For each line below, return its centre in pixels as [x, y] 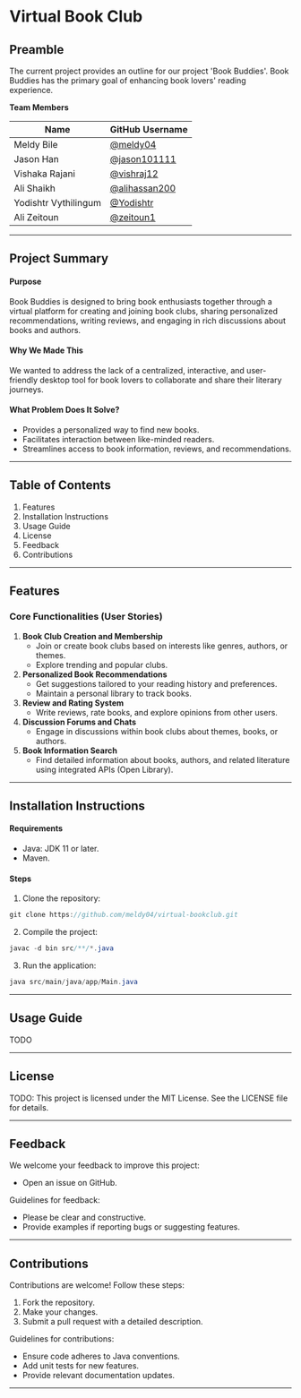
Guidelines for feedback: [55, 1200]
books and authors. [45, 330]
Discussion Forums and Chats [79, 722]
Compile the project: [60, 932]
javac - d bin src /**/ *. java [62, 948]
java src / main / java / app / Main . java [74, 982]
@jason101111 [143, 159]
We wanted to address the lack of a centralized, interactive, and [127, 370]
